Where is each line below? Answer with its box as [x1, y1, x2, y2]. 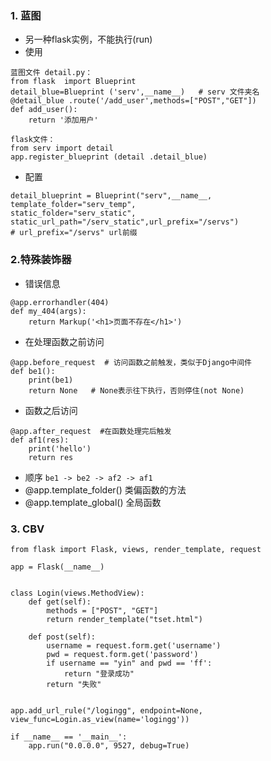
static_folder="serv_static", [10, 208, 137, 219]
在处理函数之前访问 [24, 335, 105, 347]
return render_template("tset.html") [46, 614, 203, 624]
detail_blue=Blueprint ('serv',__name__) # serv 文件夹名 [10, 87, 260, 97]
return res [28, 452, 74, 462]
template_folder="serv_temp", [10, 200, 137, 210]
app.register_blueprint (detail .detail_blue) [10, 152, 208, 162]
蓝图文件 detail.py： [10, 68, 93, 78]
